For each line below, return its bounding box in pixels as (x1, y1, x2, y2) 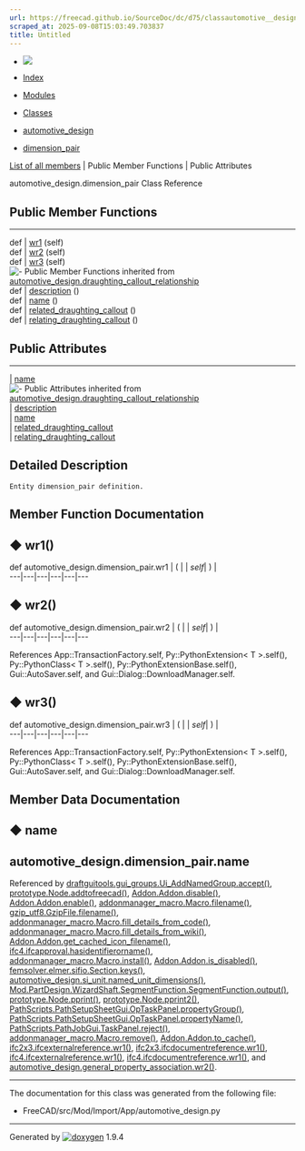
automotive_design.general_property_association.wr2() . (9, 1062, 218, 1073)
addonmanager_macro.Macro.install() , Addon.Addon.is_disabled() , (9, 955, 259, 966)
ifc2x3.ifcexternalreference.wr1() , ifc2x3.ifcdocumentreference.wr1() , (9, 1043, 268, 1054)
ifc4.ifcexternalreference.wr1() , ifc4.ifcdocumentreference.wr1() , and (9, 1052, 266, 1063)
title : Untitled (9, 30, 71, 39)
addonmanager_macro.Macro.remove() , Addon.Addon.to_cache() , (9, 1033, 257, 1044)
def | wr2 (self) (9, 247, 65, 257)
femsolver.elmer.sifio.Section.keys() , (9, 965, 146, 976)
